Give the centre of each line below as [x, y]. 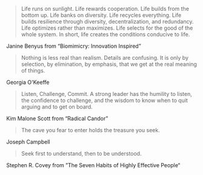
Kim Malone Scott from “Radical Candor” [57, 118]
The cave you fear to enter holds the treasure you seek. [91, 130]
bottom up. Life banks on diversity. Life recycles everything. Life [101, 15]
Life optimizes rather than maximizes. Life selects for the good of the [107, 28]
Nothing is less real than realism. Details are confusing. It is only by [105, 58]
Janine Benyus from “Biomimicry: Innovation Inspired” [74, 46]
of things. [33, 71]
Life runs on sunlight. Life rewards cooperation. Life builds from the [105, 9]
